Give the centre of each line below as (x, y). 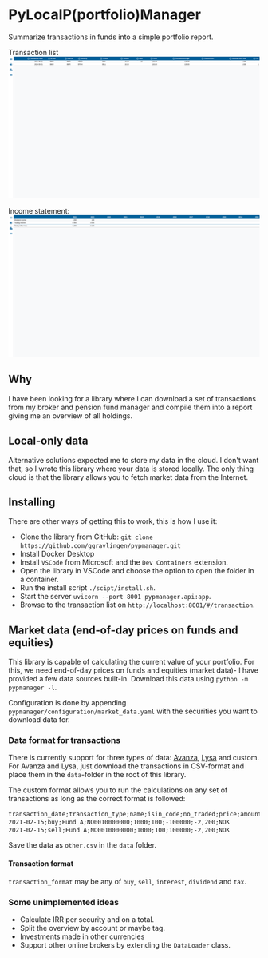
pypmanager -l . (33, 687)
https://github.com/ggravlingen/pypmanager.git (100, 546)
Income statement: (39, 211)
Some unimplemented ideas (64, 902)
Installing (32, 502)
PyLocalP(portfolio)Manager (105, 15)
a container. (39, 579)
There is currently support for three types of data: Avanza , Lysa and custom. (134, 758)
